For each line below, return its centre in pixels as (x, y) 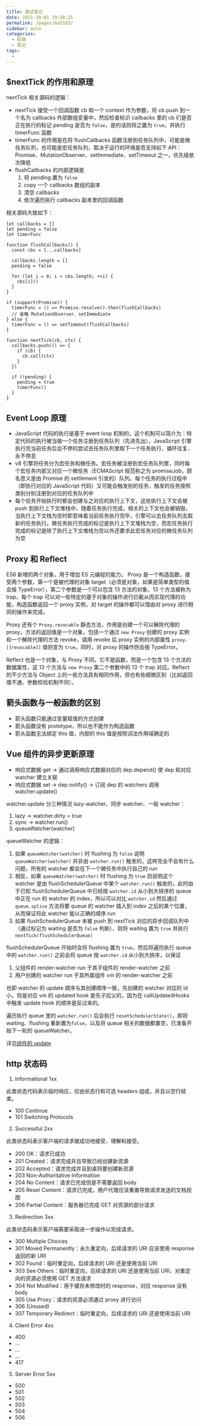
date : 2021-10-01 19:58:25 (40, 17)
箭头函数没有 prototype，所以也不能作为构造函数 (75, 726)
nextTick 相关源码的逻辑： (39, 98)
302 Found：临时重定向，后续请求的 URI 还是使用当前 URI (86, 1263)
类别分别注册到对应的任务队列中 (54, 493)
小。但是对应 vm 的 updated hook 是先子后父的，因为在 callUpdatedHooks (98, 995)
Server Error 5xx (35, 1374)
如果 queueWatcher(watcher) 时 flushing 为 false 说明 (80, 853)
